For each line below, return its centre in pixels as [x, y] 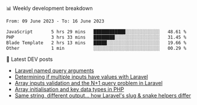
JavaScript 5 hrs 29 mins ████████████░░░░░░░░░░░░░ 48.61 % [96, 32]
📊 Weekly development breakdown [49, 8]
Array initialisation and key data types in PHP [69, 89]
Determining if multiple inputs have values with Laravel [81, 77]
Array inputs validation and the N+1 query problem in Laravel [88, 83]
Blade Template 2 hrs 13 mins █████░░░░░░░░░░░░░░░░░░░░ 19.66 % [96, 43]
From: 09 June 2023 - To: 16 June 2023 [55, 21]
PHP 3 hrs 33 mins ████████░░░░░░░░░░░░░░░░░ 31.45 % [96, 37]
